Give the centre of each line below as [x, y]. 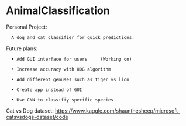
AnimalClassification [58, 11]
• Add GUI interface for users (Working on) [72, 59]
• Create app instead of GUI [47, 90]
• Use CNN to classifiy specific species [63, 100]
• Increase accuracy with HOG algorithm [61, 69]
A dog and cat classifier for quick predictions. [73, 37]
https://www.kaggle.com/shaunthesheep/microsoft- [117, 111]
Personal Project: [27, 27]
